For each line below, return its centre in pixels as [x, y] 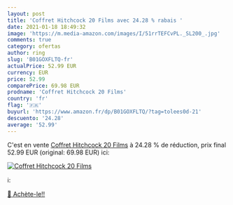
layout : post [26, 14]
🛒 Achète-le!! [26, 194]
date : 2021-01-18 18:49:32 [47, 27]
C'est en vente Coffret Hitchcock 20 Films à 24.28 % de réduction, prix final [116, 145]
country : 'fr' [28, 99]
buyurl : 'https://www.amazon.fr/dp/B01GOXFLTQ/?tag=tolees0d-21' [104, 112]
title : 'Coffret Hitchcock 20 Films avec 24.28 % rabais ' [95, 20]
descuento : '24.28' [36, 118]
